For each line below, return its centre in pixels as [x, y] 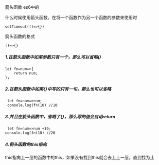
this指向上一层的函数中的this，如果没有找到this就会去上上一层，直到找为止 [80, 157]
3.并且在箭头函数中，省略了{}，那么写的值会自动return [60, 116]
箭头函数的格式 [20, 36]
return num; [26, 73]
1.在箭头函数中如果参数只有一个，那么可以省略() [53, 57]
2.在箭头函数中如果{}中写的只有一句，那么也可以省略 [58, 89]
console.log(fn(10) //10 [32, 105]
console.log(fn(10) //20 [30, 133]
